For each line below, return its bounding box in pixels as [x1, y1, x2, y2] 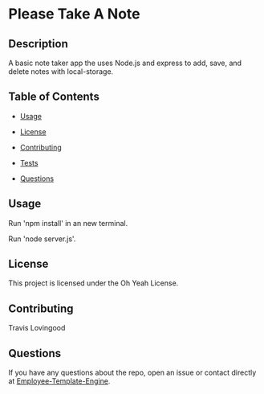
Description [8, 37, 68, 51]
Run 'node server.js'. [8, 234, 76, 244]
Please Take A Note [8, 5, 140, 23]
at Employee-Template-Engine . [8, 376, 111, 386]
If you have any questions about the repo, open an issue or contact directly [8, 367, 257, 378]
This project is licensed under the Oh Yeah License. [8, 278, 179, 288]
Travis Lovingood [8, 323, 66, 333]
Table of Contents [8, 90, 100, 104]
